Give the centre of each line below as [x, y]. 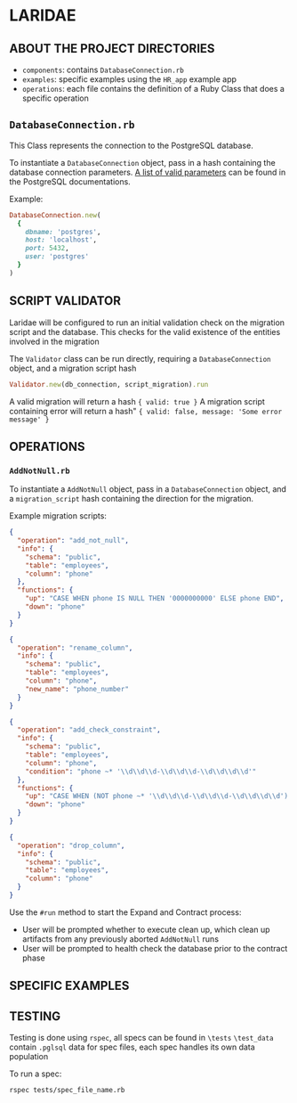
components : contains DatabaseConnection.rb [103, 69]
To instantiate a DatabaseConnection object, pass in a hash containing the [142, 162]
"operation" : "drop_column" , [71, 846]
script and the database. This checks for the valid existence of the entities [145, 331]
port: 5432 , [47, 249]
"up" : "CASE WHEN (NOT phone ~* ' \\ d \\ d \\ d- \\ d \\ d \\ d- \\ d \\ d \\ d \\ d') [157, 797]
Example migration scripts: [58, 516]
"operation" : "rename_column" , [75, 648]
